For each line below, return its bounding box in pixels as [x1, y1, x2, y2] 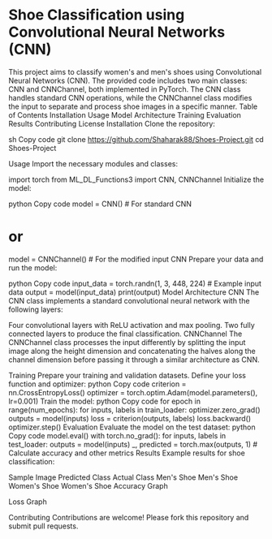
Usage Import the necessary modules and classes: [8, 158, 179, 168]
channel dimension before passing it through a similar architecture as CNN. [8, 355, 260, 364]
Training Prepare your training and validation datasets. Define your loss [8, 370, 246, 380]
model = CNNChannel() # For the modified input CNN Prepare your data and [8, 254, 264, 264]
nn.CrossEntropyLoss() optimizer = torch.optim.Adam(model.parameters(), [8, 387, 258, 397]
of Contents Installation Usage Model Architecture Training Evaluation [8, 110, 242, 119]
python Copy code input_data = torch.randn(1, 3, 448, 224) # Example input [8, 278, 262, 288]
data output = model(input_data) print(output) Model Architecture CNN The [8, 287, 260, 297]
